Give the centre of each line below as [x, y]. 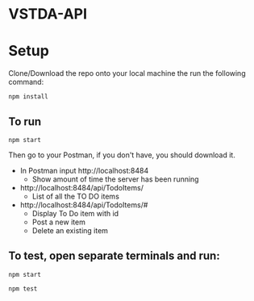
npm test [23, 288]
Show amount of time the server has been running [115, 179]
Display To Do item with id [75, 213]
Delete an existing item [70, 230]
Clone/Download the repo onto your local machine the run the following [127, 73]
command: [26, 82]
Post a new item [59, 222]
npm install [28, 97]
